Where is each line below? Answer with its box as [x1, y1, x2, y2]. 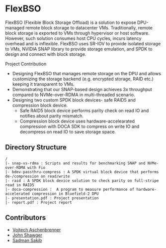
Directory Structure [5, 143, 67, 152]
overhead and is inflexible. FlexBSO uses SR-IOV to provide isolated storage [5, 40, 161, 46]
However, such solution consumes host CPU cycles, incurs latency [5, 35, 142, 41]
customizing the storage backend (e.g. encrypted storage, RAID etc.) [12, 76, 154, 82]
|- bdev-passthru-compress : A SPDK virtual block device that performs [5, 169, 159, 174]
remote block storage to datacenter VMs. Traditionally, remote [25, 24, 153, 30]
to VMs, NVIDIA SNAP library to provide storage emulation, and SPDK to [5, 46, 153, 52]
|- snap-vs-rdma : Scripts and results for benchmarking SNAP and [5, 160, 146, 166]
